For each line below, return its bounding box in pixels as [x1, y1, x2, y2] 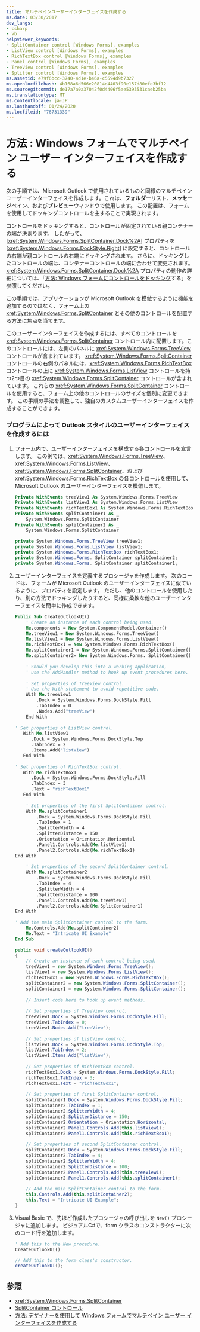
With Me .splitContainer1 [26, 808, 87, 814]
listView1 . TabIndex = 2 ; [26, 1047, 87, 1053]
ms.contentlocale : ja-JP [6, 97, 68, 103]
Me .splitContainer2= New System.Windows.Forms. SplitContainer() [26, 653, 192, 659]
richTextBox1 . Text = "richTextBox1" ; [26, 1080, 120, 1086]
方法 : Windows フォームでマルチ [6, 136, 169, 150]
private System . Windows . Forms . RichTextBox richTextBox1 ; [14, 549, 160, 555]
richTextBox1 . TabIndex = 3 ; [26, 1074, 95, 1081]
